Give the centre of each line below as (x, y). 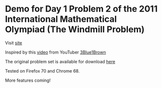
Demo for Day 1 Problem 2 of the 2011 (81, 9)
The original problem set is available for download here (60, 61)
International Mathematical (61, 19)
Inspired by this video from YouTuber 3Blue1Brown (55, 52)
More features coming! (28, 80)
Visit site (14, 43)
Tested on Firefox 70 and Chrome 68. (42, 71)
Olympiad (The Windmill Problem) (75, 29)
